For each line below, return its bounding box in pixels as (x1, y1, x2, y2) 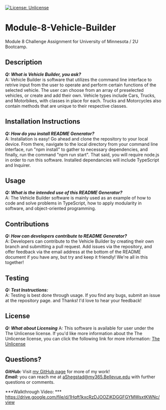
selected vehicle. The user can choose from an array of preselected (5, 87, 144, 93)
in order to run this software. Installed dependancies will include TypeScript (5, 157, 160, 163)
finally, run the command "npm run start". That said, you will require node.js (5, 151, 160, 157)
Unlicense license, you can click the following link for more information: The (5, 336, 160, 342)
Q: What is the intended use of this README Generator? (5, 190, 123, 196)
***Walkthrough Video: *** (5, 389, 62, 395)
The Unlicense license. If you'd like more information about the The (5, 330, 143, 336)
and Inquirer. (5, 162, 31, 168)
